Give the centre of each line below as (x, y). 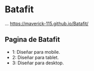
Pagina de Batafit (33, 40)
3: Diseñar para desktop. (38, 63)
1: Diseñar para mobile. (36, 52)
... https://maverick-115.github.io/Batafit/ (47, 23)
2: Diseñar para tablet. (35, 57)
